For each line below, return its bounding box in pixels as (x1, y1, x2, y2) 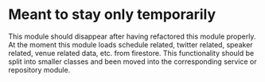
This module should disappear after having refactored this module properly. (8, 32, 256, 41)
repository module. (8, 65, 71, 74)
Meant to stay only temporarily (8, 6, 216, 24)
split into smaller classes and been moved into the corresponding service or (8, 57, 257, 66)
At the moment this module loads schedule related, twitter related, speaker (8, 39, 253, 49)
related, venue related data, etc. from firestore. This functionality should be (8, 48, 255, 58)
